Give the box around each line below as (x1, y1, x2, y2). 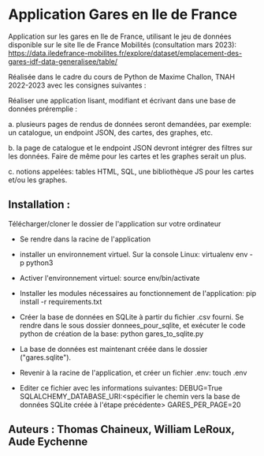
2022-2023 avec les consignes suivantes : (8, 80, 147, 90)
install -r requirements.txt (19, 297, 102, 306)
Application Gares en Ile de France (8, 6, 238, 24)
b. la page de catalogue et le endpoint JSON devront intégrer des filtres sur (8, 143, 253, 152)
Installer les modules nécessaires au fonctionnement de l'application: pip (19, 288, 257, 297)
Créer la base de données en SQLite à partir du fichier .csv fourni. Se (19, 312, 244, 321)
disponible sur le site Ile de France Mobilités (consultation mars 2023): (8, 39, 237, 49)
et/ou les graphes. (8, 175, 68, 185)
